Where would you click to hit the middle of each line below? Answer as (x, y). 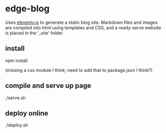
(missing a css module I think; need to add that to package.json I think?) (79, 70)
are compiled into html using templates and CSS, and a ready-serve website (83, 27)
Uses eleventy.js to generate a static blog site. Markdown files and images (82, 22)
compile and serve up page (48, 86)
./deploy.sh (17, 125)
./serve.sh (15, 98)
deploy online (27, 113)
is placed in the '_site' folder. (34, 33)
